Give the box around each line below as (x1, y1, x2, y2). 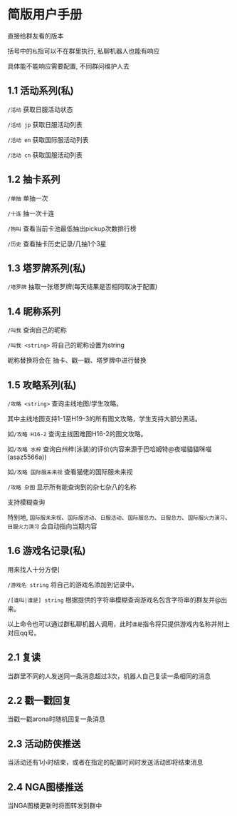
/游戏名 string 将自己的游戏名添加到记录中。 (7, 580, 138, 589)
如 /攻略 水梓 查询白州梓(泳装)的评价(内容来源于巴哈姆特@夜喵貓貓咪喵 (7, 445, 212, 453)
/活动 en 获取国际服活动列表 (7, 135, 89, 143)
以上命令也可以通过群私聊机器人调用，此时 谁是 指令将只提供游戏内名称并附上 (7, 619, 230, 628)
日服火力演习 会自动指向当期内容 (7, 522, 98, 530)
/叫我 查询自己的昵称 (7, 326, 67, 334)
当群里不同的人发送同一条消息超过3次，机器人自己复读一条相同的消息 (7, 672, 211, 680)
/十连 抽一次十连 (7, 208, 55, 218)
